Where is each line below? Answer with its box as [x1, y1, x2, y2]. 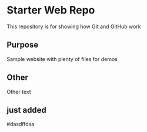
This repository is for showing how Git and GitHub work [6, 23, 141, 30]
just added [6, 105, 46, 115]
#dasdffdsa [6, 121, 35, 128]
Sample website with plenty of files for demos [6, 55, 118, 62]
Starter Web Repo [6, 4, 95, 17]
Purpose [6, 40, 39, 50]
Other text [6, 88, 31, 95]
